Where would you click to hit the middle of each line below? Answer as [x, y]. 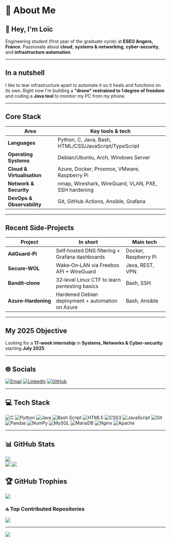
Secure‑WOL [24, 268]
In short [88, 242]
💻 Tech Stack [28, 403]
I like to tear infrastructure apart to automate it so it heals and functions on [83, 85]
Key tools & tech [110, 131]
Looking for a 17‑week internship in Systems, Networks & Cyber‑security [84, 343]
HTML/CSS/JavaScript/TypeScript [99, 146]
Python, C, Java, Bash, [84, 139]
